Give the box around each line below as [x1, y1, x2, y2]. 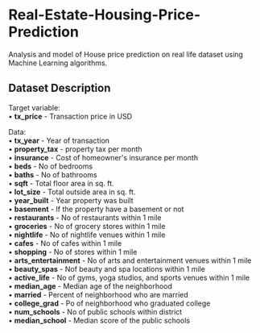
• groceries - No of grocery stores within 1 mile [8, 221, 167, 231]
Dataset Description [8, 81, 111, 95]
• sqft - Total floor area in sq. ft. [8, 178, 114, 188]
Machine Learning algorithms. [8, 58, 108, 68]
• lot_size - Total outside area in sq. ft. [8, 187, 136, 197]
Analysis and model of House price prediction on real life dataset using [8, 49, 244, 59]
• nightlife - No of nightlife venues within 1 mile [8, 230, 166, 239]
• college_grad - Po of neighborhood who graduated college [8, 298, 211, 308]
